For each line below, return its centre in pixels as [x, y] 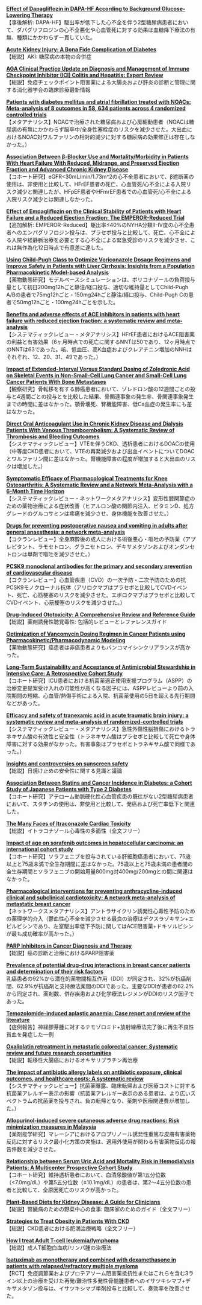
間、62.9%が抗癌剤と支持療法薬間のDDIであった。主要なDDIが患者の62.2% [100, 986]
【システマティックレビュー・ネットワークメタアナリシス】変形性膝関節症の [101, 498]
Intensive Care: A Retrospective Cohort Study [65, 673]
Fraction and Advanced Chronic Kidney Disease [67, 169]
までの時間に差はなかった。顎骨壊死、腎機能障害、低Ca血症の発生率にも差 [99, 404]
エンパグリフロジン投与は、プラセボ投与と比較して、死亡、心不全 [103, 232]
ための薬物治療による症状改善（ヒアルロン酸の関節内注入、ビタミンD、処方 [100, 506]
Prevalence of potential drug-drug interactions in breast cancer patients [98, 965]
